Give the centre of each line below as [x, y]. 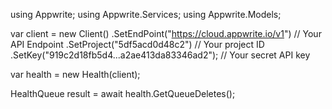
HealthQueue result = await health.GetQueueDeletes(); [123, 93]
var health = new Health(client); [75, 74]
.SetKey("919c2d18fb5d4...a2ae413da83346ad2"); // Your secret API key [160, 55]
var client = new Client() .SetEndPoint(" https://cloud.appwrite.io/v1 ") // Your [166, 33]
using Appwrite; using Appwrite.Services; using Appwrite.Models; [146, 14]
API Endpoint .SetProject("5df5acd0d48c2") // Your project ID [137, 44]
